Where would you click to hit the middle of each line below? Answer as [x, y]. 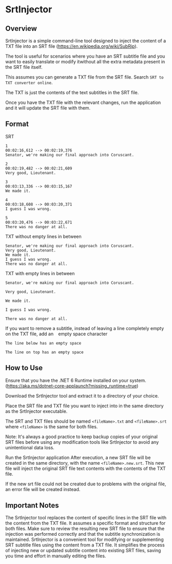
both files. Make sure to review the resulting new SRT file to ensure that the [85, 529]
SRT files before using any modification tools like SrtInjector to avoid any [82, 442]
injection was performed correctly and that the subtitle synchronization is [83, 534]
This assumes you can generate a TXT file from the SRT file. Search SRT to [85, 77]
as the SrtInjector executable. [36, 411]
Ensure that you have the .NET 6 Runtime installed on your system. [76, 380]
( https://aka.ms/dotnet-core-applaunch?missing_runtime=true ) [72, 386]
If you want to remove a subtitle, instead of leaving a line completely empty [85, 328]
